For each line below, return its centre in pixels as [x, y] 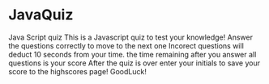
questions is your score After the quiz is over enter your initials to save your [134, 63]
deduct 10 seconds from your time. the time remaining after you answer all [132, 54]
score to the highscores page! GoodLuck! [78, 71]
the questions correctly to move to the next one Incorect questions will [126, 45]
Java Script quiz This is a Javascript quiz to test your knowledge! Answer [131, 37]
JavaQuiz [41, 15]
